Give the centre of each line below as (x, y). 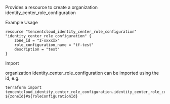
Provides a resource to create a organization (51, 7)
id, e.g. (12, 78)
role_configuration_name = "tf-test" (54, 45)
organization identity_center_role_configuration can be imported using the (82, 73)
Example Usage (22, 22)
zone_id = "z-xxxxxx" (37, 40)
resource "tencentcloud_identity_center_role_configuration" (71, 32)
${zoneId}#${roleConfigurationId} (42, 96)
